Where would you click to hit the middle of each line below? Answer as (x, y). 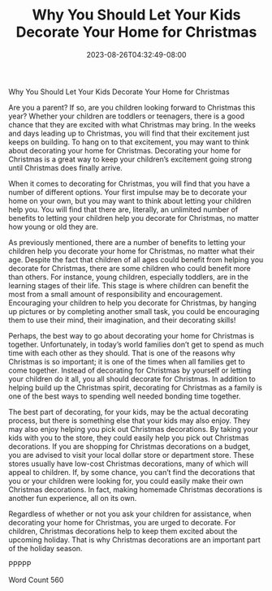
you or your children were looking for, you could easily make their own (126, 481)
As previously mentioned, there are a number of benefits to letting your (127, 242)
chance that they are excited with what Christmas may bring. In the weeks (132, 124)
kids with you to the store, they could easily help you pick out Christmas (129, 438)
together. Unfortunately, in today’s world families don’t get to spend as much (136, 344)
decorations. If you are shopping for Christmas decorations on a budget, (130, 446)
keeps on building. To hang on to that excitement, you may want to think (129, 142)
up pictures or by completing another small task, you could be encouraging (134, 311)
